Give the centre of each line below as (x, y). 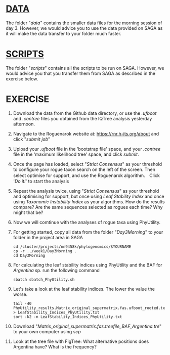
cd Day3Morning (29, 255)
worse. (20, 294)
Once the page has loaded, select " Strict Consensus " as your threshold (88, 164)
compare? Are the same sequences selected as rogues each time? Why (88, 207)
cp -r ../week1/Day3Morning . (45, 251)
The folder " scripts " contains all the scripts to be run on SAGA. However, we (85, 68)
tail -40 (22, 303)
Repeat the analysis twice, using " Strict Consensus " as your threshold (86, 191)
